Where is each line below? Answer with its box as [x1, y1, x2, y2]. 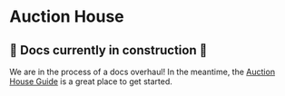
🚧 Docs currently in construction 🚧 [9, 43, 208, 58]
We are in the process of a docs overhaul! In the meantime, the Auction [9, 66, 275, 77]
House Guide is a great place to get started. [9, 76, 172, 87]
